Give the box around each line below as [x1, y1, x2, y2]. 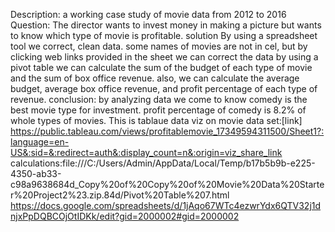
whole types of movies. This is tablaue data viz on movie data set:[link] [10, 115, 303, 126]
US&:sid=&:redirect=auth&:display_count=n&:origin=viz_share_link [10, 147, 283, 158]
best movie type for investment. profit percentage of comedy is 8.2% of [10, 104, 307, 116]
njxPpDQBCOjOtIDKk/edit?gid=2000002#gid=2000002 [10, 210, 240, 222]
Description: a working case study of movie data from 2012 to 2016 [10, 9, 287, 20]
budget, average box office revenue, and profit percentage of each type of [10, 83, 318, 94]
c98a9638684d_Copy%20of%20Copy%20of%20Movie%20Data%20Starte [10, 179, 325, 190]
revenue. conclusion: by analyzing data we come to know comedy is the [10, 94, 308, 105]
